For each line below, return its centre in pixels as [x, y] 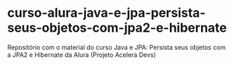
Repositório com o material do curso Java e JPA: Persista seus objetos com [117, 47]
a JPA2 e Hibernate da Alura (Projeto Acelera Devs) [82, 55]
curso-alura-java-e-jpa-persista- [106, 13]
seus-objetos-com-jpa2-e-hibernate [117, 28]
